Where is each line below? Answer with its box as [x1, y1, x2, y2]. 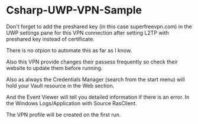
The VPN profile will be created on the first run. [6, 111, 121, 118]
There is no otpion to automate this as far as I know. [6, 46, 132, 53]
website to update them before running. [6, 64, 103, 71]
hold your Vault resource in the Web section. [6, 82, 115, 89]
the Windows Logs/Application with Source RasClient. [6, 99, 137, 106]
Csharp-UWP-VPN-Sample [6, 4, 142, 17]
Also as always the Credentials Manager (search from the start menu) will [6, 76, 185, 83]
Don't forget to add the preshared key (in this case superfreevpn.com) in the [6, 23, 192, 30]
